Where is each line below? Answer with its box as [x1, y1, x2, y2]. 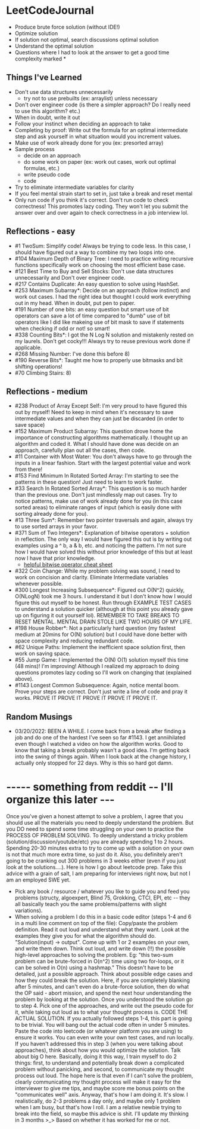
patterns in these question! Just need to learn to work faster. [14, 479, 164, 486]
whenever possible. [14, 580, 64, 588]
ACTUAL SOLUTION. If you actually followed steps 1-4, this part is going [14, 1015, 192, 1022]
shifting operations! [14, 363, 62, 370]
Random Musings [6, 712, 73, 722]
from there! [14, 466, 43, 473]
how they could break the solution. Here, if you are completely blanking [14, 977, 190, 984]
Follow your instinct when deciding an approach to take [14, 120, 151, 127]
